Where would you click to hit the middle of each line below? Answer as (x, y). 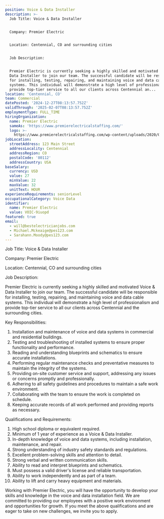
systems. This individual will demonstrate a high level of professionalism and (82, 303)
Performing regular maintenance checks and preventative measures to (83, 363)
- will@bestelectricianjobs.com (42, 226)
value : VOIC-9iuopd (29, 212)
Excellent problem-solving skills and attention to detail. (67, 455)
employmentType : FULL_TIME (32, 112)
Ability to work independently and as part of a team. (64, 476)
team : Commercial (23, 98)
